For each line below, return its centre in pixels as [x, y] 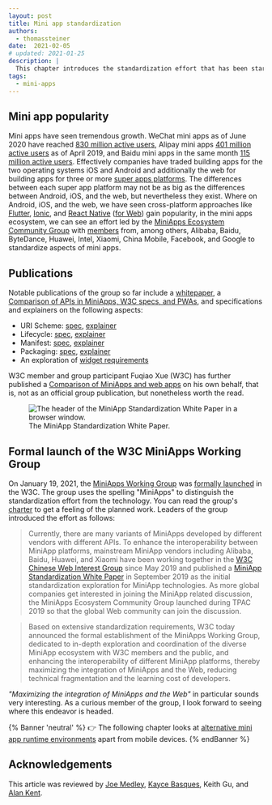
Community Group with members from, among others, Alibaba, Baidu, [125, 231]
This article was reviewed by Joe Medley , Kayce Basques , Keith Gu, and [129, 784]
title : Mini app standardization [65, 23]
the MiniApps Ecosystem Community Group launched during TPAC [139, 602]
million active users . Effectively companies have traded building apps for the [136, 162]
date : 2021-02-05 [39, 46]
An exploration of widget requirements [84, 360]
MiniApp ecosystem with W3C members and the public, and [128, 652]
